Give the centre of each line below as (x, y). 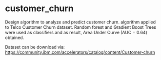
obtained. (15, 38)
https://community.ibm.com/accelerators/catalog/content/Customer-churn (80, 52)
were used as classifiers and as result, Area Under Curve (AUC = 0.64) (76, 32)
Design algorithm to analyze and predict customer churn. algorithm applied (80, 22)
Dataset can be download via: (35, 47)
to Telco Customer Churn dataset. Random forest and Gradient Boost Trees (80, 27)
